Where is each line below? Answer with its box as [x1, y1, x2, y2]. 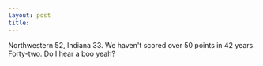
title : [8, 19, 30, 27]
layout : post [8, 11, 51, 20]
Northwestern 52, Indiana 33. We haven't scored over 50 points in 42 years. [8, 40, 255, 49]
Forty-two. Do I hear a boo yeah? [8, 49, 116, 58]
